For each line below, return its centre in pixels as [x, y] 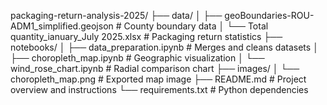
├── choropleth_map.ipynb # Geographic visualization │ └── [137, 58]
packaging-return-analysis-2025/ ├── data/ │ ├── [116, 15]
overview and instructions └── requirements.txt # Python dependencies [159, 89]
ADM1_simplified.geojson [62, 26]
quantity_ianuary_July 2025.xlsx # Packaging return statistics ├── [146, 36]
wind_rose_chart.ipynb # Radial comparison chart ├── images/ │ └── [155, 68]
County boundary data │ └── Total [196, 26]
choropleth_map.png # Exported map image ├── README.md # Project [158, 79]
